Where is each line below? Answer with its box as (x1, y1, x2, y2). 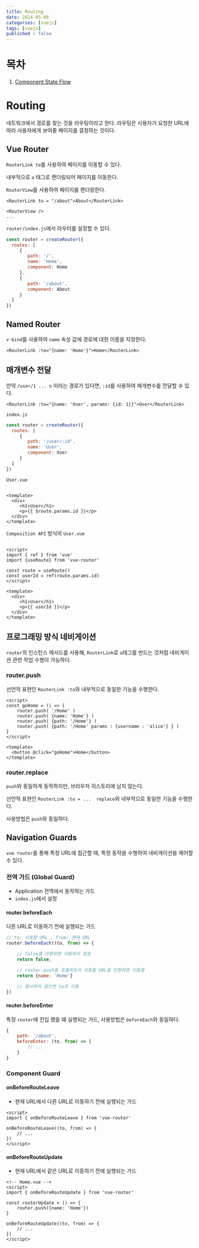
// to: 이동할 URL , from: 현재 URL (6, 935, 91, 941)
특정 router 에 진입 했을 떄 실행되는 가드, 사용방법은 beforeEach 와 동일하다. (6, 1016, 180, 1023)
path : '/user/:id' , (27, 439, 76, 445)
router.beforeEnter (6, 1002, 53, 1009)
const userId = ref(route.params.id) (6, 572, 100, 579)
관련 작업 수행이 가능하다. (12, 656, 71, 663)
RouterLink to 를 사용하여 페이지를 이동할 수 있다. (6, 161, 122, 168)
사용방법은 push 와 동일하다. (6, 815, 70, 822)
